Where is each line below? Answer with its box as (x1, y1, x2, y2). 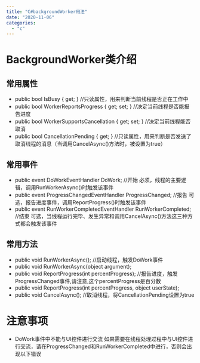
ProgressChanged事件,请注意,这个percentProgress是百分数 (14, 277, 161, 284)
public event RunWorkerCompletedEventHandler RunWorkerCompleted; (14, 205, 192, 213)
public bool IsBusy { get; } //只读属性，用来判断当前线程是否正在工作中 (14, 96, 189, 103)
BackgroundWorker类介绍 (6, 53, 137, 66)
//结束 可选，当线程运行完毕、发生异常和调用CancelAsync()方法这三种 (14, 213, 188, 220)
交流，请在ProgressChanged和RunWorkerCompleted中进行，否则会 (20, 343, 187, 350)
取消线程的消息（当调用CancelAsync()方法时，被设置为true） (14, 140, 166, 147)
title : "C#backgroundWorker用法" (6, 8, 88, 15)
